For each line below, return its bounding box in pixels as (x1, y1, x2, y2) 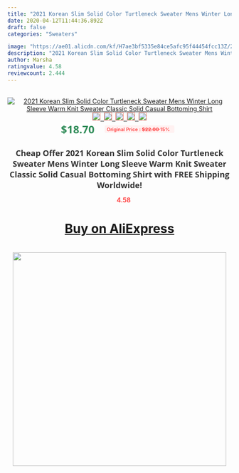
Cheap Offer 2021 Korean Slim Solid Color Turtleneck (15, 147, 224, 159)
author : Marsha (7, 56, 53, 64)
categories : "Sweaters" (7, 30, 78, 38)
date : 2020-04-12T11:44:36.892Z (7, 17, 103, 24)
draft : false (7, 24, 46, 31)
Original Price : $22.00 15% (106, 125, 171, 132)
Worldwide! (97, 179, 142, 191)
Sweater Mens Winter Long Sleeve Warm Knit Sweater (12, 157, 227, 170)
